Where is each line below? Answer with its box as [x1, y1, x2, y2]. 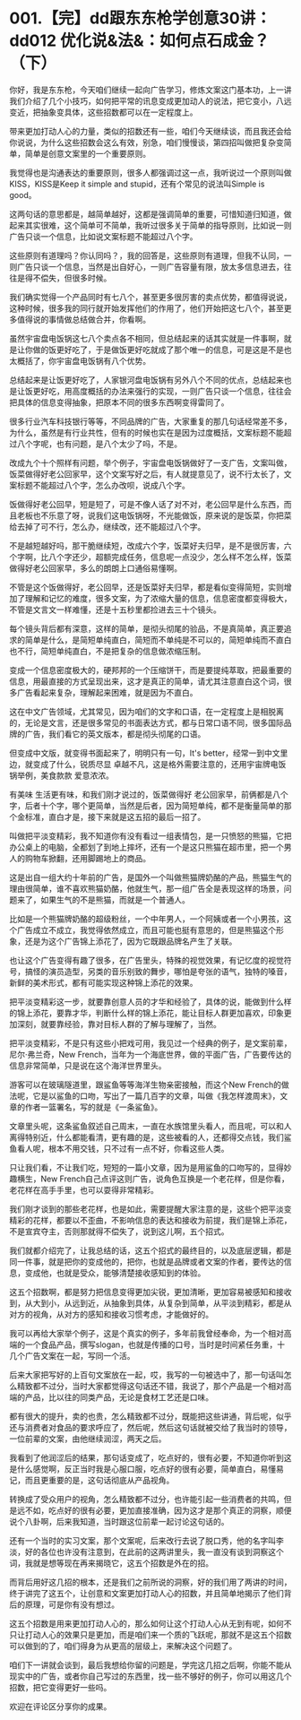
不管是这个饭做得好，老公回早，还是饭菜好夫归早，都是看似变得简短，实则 [9, 582, 284, 592]
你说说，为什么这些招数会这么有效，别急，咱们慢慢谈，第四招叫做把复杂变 [9, 136, 284, 148]
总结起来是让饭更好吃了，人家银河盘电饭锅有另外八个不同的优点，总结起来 [9, 374, 284, 385]
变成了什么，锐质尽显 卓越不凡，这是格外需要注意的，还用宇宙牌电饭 [32, 758, 287, 769]
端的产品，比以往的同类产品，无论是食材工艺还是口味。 [9, 1391, 213, 1403]
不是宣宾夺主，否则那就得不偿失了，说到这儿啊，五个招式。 [9, 1225, 229, 1237]
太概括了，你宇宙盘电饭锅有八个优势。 [9, 355, 150, 366]
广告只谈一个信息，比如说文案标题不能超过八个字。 [9, 230, 198, 242]
